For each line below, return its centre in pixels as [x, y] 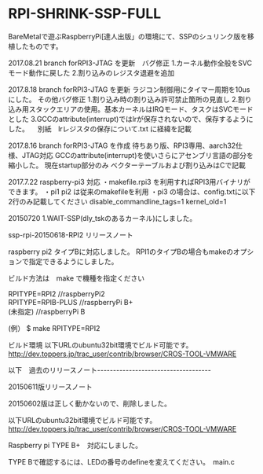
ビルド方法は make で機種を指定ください [77, 278]
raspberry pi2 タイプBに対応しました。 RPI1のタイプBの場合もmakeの [121, 252]
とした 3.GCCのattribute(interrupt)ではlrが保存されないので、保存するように [131, 119]
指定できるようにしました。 [73, 261]
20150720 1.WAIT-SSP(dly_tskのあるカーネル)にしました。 [102, 218]
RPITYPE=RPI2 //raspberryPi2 [57, 294]
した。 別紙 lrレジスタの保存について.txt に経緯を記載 [100, 129]
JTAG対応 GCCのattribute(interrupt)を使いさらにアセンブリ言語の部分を [137, 155]
